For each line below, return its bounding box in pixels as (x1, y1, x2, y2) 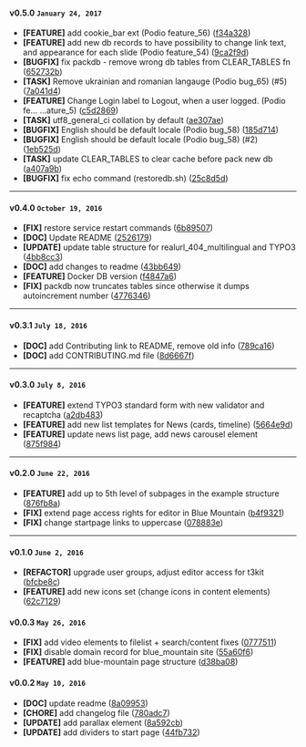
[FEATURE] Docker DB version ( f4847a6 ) (22, 271, 178, 282)
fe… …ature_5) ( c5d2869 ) (22, 105, 119, 116)
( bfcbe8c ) (22, 576, 61, 587)
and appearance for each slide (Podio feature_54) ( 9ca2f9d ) (22, 47, 250, 58)
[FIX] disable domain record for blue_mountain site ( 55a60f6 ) (22, 647, 254, 658)
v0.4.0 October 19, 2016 (9, 202, 103, 213)
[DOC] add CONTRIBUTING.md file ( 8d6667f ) (22, 349, 195, 360)
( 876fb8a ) (22, 498, 61, 509)
